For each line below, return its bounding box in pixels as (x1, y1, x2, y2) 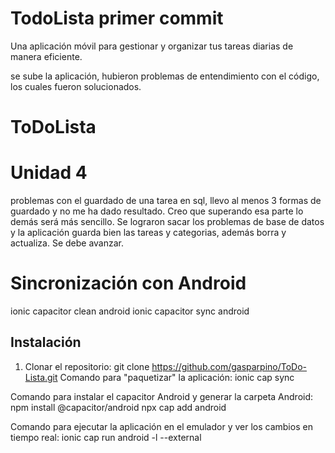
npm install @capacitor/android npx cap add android (10, 401, 227, 413)
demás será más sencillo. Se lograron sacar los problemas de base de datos (10, 216, 325, 228)
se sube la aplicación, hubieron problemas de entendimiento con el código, (10, 70, 320, 82)
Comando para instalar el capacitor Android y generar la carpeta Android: (10, 390, 314, 402)
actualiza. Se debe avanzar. (10, 237, 125, 249)
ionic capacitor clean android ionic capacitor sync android (10, 305, 250, 317)
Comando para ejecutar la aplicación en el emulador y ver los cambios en (10, 420, 313, 432)
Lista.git (24, 371, 58, 383)
